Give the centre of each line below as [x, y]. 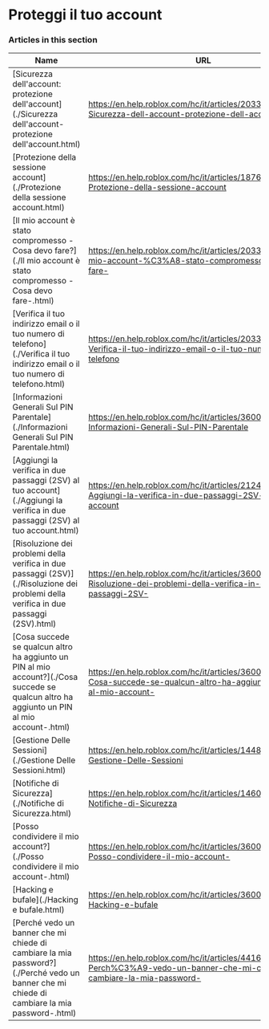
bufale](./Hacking [45, 900]
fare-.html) [33, 301]
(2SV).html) [34, 624]
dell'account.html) [46, 144]
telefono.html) [39, 384]
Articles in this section [53, 40]
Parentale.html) [41, 447]
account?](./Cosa [45, 677]
